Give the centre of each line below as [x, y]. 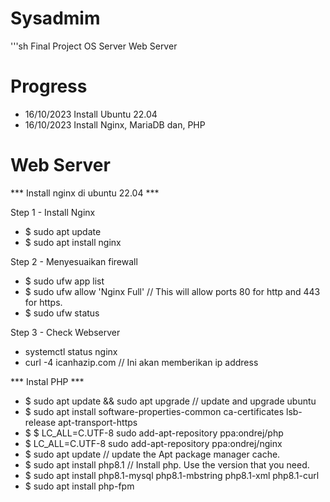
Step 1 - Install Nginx [53, 212]
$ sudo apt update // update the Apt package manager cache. [152, 454]
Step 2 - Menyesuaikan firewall [74, 261]
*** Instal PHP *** [47, 381]
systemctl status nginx [71, 351]
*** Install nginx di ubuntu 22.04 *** [85, 193]
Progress [49, 86]
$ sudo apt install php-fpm [79, 486]
